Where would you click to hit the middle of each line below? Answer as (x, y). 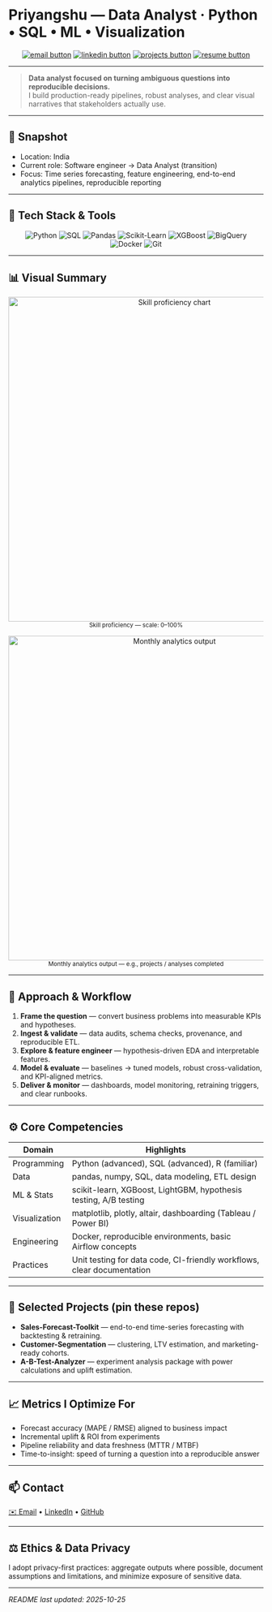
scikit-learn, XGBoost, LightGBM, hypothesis (157, 1190)
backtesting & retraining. (61, 1335)
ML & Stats (33, 1195)
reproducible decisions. (69, 86)
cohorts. (55, 1352)
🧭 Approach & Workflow (70, 996)
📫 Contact (36, 1488)
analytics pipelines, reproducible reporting (91, 182)
